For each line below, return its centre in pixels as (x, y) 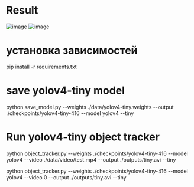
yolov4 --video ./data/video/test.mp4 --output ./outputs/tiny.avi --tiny (91, 159)
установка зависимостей (72, 50)
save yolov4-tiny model (66, 91)
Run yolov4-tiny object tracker (83, 137)
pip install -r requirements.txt (41, 67)
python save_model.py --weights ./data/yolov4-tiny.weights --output (90, 107)
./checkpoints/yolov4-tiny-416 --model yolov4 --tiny (70, 113)
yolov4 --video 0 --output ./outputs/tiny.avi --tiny (66, 177)
